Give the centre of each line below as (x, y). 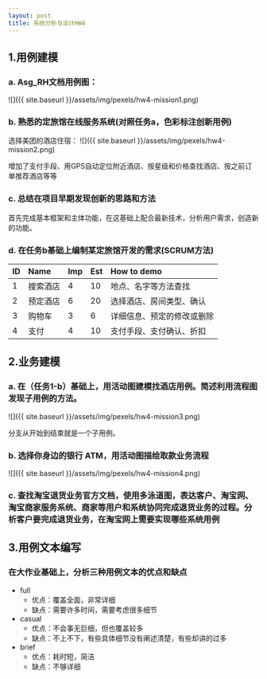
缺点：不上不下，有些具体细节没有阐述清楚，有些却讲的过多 (129, 638)
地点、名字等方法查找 (150, 286)
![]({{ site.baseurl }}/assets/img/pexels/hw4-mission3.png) (104, 416)
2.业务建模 (35, 362)
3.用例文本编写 (45, 548)
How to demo (136, 272)
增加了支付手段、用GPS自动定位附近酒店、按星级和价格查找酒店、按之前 (127, 166)
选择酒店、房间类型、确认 (158, 301)
